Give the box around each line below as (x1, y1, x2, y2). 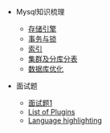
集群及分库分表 (27, 54, 78, 63)
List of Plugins (27, 107, 75, 116)
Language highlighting (27, 115, 103, 125)
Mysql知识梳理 (15, 7, 65, 16)
